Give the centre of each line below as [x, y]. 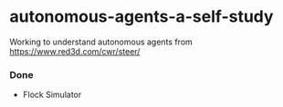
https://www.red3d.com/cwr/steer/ [75, 51]
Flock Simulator [52, 95]
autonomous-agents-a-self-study [141, 17]
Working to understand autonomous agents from [101, 42]
